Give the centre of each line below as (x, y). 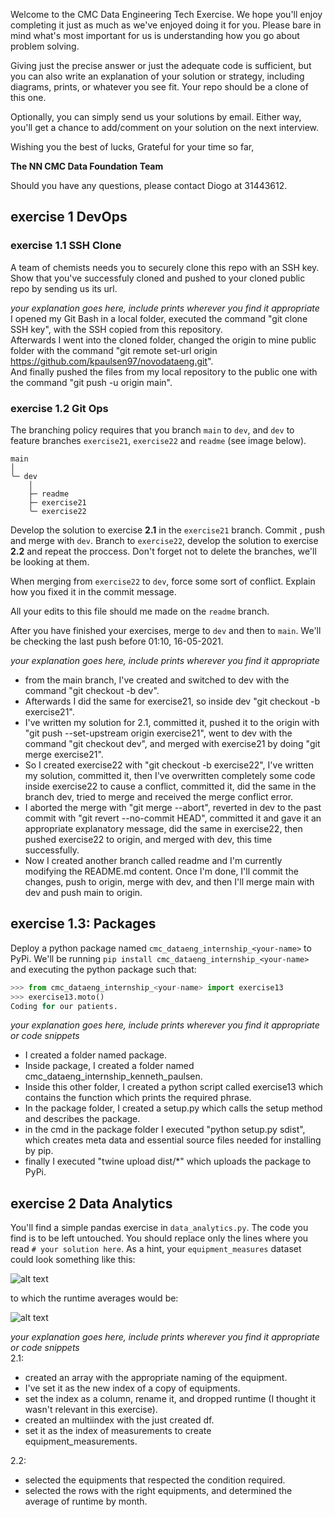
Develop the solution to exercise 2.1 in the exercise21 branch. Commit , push (168, 530)
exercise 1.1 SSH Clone (66, 246)
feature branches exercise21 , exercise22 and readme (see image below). (158, 440)
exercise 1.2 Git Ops (59, 408)
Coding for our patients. (64, 1006)
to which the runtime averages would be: (94, 1298)
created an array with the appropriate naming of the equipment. (156, 1378)
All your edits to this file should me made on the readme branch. (140, 611)
